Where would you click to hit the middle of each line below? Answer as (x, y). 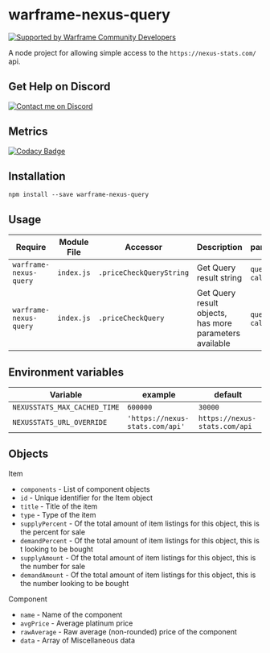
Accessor (144, 247)
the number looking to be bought (74, 583)
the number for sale (53, 566)
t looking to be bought (57, 549)
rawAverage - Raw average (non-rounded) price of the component (128, 631)
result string (219, 278)
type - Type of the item (58, 514)
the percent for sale (53, 532)
